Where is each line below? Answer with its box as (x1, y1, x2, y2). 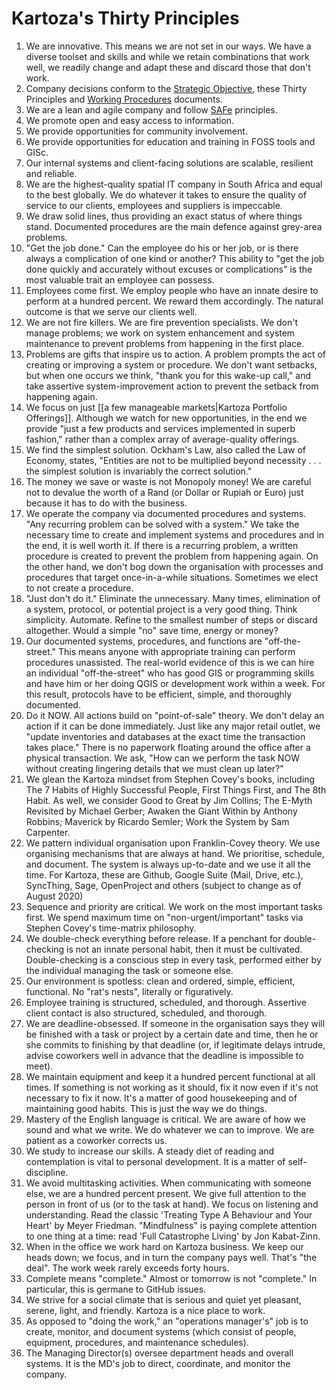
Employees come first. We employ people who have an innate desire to (25, 284, 319, 296)
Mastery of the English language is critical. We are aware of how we (25, 1113, 306, 1125)
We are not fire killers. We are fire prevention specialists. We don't (25, 316, 299, 328)
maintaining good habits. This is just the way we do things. (25, 1102, 268, 1114)
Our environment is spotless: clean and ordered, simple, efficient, (25, 975, 296, 987)
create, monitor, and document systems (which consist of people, (25, 1325, 297, 1337)
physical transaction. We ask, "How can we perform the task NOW (25, 752, 300, 764)
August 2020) (25, 890, 84, 902)
